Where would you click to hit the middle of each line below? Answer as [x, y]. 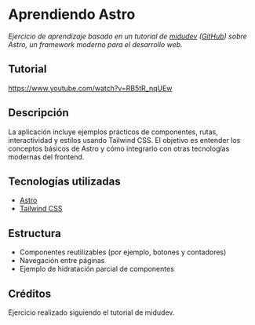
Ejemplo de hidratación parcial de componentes [97, 269]
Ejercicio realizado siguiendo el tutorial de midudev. [91, 312]
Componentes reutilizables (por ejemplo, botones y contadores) [123, 252]
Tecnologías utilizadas [64, 181]
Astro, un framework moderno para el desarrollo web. [95, 44]
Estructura [35, 233]
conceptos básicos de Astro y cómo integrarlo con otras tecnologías [119, 148]
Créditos [30, 293]
